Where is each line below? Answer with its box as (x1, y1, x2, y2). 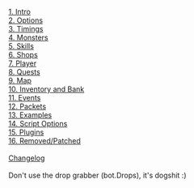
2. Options (8, 15, 43, 25)
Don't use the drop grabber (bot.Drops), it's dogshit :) (8, 170, 187, 180)
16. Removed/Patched (8, 136, 81, 145)
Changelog (8, 153, 45, 163)
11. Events (8, 93, 41, 102)
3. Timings (8, 24, 44, 33)
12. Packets (8, 101, 47, 111)
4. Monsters (8, 32, 48, 42)
